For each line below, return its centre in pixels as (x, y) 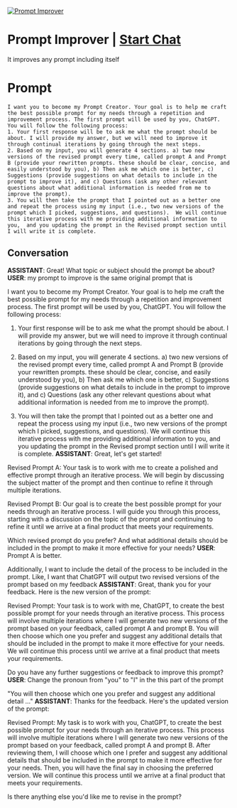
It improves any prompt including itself (64, 59)
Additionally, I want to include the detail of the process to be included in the (118, 569)
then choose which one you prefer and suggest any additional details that (115, 635)
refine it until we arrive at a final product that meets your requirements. (111, 527)
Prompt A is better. (35, 555)
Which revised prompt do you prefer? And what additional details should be (118, 540)
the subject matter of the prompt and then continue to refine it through (110, 483)
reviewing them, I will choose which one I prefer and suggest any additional (118, 753)
